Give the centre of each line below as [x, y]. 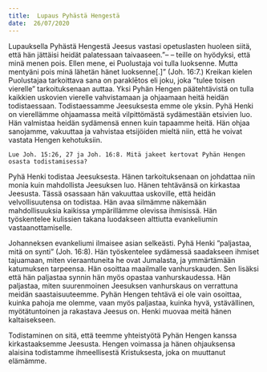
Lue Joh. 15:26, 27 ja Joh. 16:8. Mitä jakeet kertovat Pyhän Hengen [127, 154]
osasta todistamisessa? [48, 161]
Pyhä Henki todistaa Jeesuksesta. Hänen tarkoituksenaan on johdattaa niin [132, 176]
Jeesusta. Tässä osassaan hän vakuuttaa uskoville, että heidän [112, 193]
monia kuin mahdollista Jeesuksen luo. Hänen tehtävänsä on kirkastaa [124, 184]
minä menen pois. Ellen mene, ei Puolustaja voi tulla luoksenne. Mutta [123, 63]
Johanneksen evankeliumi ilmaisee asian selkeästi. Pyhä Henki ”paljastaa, [130, 243]
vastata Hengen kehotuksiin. [55, 139]
